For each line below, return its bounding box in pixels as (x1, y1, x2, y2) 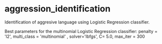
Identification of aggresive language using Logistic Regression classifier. (4, 19, 150, 25)
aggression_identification (4, 3, 110, 14)
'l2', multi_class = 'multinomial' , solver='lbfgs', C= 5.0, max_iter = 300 (4, 33, 145, 39)
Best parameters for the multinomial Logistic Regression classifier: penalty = (4, 28, 158, 34)
